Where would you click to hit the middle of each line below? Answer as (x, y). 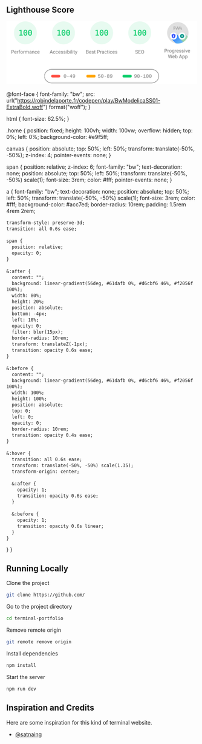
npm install (21, 666)
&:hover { (19, 453)
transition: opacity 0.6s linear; (60, 526)
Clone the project (28, 583)
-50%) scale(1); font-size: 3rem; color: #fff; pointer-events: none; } (89, 180)
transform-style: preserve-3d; (46, 223)
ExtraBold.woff (25, 107)
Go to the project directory (39, 607)
